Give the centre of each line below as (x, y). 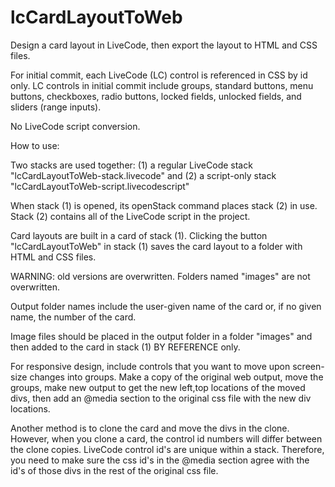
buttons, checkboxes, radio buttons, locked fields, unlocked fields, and (156, 96)
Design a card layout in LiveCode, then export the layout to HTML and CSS (164, 45)
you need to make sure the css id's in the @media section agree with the (160, 460)
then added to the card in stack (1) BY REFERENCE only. (125, 347)
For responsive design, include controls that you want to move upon (150, 366)
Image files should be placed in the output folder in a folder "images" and (161, 336)
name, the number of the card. (73, 317)
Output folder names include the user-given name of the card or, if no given (166, 306)
